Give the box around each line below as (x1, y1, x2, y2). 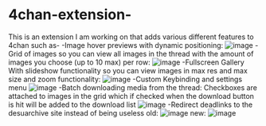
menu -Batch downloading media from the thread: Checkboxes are (8, 82, 257, 93)
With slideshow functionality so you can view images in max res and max (8, 65, 248, 75)
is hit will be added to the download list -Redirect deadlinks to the (8, 100, 253, 109)
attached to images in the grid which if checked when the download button (8, 91, 255, 100)
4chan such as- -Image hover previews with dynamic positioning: (8, 40, 224, 49)
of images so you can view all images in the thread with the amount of (23, 49, 254, 58)
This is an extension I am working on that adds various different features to (8, 32, 254, 41)
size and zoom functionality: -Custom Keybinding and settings (8, 74, 243, 84)
